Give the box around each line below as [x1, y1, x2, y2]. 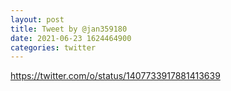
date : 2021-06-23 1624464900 [10, 33, 132, 43]
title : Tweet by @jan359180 [10, 24, 128, 34]
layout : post [10, 14, 65, 25]
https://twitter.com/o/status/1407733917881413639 [10, 70, 221, 82]
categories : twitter [10, 42, 97, 53]
